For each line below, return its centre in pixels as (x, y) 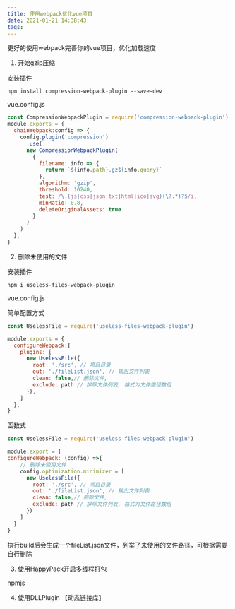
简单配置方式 (26, 312)
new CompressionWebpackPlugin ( (72, 150)
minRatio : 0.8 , (61, 203)
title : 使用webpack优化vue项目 (50, 14)
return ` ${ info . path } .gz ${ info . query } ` (103, 170)
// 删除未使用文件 (43, 465)
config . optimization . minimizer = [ (72, 471)
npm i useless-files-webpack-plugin (61, 285)
